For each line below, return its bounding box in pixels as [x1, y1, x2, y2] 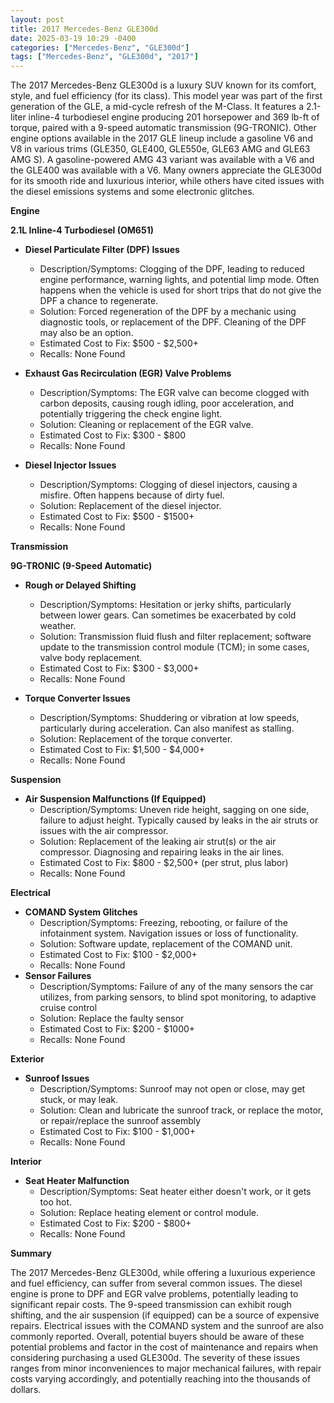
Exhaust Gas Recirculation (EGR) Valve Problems [24, 367, 232, 380]
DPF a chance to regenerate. [39, 295, 159, 307]
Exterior [10, 1053, 45, 1065]
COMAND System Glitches [24, 906, 138, 918]
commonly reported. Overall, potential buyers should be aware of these [10, 1331, 305, 1343]
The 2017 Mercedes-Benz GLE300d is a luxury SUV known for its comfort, [10, 79, 317, 91]
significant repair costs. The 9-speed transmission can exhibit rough [10, 1299, 292, 1311]
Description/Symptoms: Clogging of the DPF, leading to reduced [39, 263, 305, 275]
